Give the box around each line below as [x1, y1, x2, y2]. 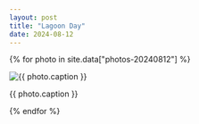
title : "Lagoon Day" [9, 21, 87, 30]
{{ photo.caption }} [9, 88, 79, 99]
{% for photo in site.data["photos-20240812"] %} [9, 54, 191, 65]
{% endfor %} [9, 106, 61, 117]
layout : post [9, 12, 58, 22]
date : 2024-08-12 [9, 29, 74, 38]
